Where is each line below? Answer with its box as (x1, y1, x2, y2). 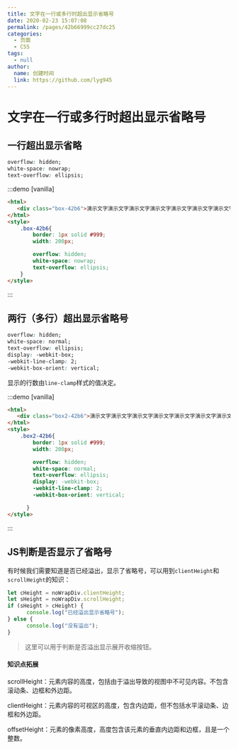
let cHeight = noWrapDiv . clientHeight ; (7, 589, 125, 597)
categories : (7, 30, 42, 38)
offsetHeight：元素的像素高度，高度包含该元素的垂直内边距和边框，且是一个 (7, 725, 230, 733)
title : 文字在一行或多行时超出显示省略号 (7, 10, 115, 18)
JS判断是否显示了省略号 (7, 546, 113, 558)
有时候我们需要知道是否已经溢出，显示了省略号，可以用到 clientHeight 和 (7, 566, 220, 575)
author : (7, 63, 30, 70)
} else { (7, 616, 33, 623)
